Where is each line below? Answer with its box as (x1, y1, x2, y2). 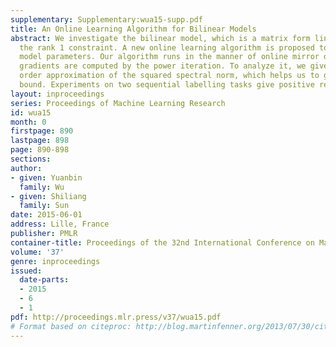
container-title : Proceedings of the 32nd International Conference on (10, 237, 315, 248)
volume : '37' (10, 247, 65, 257)
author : (10, 163, 43, 173)
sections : (10, 154, 52, 164)
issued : (10, 266, 43, 276)
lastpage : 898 (10, 136, 70, 146)
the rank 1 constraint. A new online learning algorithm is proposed (19, 42, 315, 53)
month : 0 (10, 117, 47, 127)
